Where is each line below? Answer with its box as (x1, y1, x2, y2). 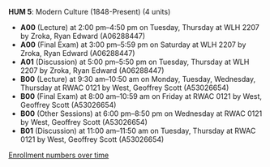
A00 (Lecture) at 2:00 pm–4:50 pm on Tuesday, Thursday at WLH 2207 (19, 23, 259, 32)
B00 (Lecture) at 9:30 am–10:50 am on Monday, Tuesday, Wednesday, (19, 75, 256, 83)
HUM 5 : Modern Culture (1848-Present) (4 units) (8, 7, 171, 16)
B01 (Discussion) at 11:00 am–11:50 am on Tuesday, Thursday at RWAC (19, 126, 256, 135)
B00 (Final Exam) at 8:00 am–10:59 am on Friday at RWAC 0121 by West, (19, 92, 262, 101)
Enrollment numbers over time (8, 150, 109, 160)
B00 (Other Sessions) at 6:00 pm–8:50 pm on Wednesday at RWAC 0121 (19, 109, 263, 118)
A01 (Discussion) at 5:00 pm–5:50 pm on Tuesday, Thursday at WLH (19, 57, 250, 66)
